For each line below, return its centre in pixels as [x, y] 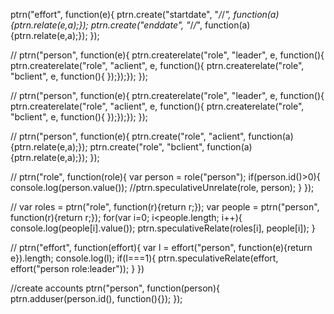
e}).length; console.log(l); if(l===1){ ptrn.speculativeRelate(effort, [144, 258]
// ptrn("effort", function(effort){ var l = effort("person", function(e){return [161, 247]
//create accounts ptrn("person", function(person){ [115, 288]
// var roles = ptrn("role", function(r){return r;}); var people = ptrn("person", [165, 207]
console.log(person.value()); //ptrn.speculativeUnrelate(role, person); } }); [162, 187]
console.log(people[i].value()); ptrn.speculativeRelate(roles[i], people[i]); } [163, 228]
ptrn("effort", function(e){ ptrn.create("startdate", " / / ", [121, 14]
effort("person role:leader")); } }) [77, 268]
